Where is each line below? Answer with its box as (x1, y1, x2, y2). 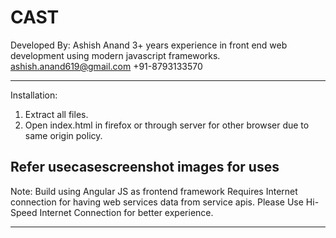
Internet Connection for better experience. (39, 206, 214, 218)
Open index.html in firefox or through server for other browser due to (24, 119, 310, 131)
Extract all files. (24, 108, 89, 120)
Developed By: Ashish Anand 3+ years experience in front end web (10, 39, 288, 51)
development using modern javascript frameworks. (10, 49, 221, 61)
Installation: (10, 89, 58, 101)
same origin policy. (24, 129, 103, 141)
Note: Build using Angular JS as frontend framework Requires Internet (10, 185, 298, 197)
